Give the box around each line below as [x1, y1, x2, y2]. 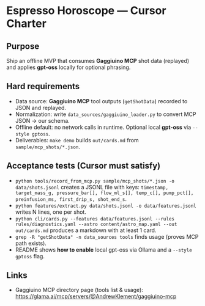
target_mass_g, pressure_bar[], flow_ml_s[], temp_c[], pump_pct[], [15, 190, 194, 196]
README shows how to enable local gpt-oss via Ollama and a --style [15, 246, 193, 253]
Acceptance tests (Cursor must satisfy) [6, 161, 161, 171]
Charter [6, 16, 47, 31]
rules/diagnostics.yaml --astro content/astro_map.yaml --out [15, 221, 177, 227]
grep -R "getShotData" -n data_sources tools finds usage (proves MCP [15, 233, 199, 240]
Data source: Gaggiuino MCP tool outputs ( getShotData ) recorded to [15, 97, 188, 104]
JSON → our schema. [15, 117, 70, 124]
